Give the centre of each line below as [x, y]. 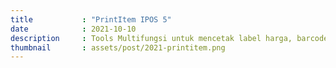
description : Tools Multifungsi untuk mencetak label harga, [151, 38]
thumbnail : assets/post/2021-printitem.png [118, 47]
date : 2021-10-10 [73, 29]
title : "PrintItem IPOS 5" [91, 19]
